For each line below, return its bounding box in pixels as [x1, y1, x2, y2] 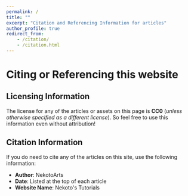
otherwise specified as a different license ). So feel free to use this [6, 114, 168, 121]
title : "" [6, 14, 31, 20]
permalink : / [6, 8, 39, 15]
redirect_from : [6, 31, 44, 37]
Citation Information [6, 137, 83, 148]
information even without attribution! [6, 120, 96, 127]
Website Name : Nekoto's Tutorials [14, 183, 100, 191]
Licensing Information [6, 91, 90, 102]
